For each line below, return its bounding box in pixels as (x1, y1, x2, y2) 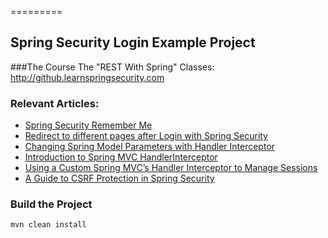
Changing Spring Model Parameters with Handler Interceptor (24, 141, 276, 153)
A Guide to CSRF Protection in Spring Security (24, 172, 215, 185)
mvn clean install (10, 220, 87, 230)
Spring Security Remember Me (24, 119, 153, 131)
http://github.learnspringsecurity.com (10, 71, 165, 83)
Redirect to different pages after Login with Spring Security (24, 130, 268, 142)
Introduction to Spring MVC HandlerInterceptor (24, 151, 218, 163)
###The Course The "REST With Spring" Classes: (10, 61, 215, 73)
